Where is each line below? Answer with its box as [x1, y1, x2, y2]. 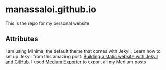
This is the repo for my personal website [5, 20, 90, 26]
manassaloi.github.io [5, 4, 97, 15]
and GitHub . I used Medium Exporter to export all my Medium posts [5, 59, 146, 65]
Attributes [5, 35, 38, 43]
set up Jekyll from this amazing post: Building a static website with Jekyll [5, 53, 158, 59]
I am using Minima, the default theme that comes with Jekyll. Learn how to [5, 48, 161, 54]
